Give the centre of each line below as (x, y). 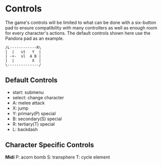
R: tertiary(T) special (33, 124)
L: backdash (25, 129)
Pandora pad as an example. (34, 38)
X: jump (20, 108)
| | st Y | (23, 52)
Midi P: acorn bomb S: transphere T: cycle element (57, 157)
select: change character (38, 97)
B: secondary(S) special (37, 119)
